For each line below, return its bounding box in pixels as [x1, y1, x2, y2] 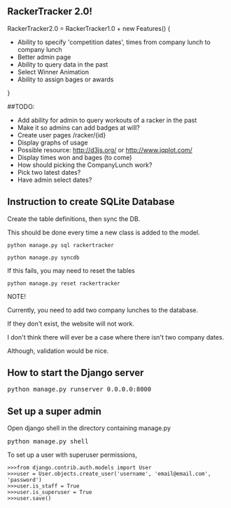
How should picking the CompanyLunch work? [17, 161, 153, 169]
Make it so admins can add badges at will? [17, 123, 140, 132]
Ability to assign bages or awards [17, 75, 114, 83]
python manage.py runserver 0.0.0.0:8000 [7, 385, 152, 394]
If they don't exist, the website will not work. [7, 319, 134, 328]
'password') [7, 476, 42, 483]
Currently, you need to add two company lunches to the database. [7, 305, 198, 314]
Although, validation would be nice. [7, 347, 109, 355]
